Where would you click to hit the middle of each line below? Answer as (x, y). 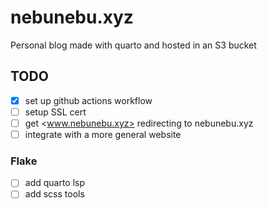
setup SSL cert (55, 112)
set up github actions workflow (88, 100)
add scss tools (54, 194)
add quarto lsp (55, 183)
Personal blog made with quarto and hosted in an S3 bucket (133, 45)
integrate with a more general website (103, 134)
